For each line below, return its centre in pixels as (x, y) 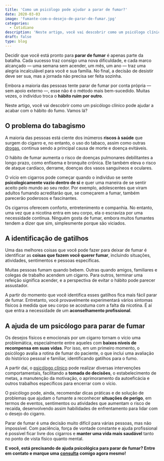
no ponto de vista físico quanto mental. (44, 439)
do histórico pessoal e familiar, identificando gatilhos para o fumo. (72, 358)
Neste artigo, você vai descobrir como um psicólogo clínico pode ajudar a (79, 105)
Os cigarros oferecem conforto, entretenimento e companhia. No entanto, (79, 208)
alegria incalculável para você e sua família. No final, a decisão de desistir (79, 71)
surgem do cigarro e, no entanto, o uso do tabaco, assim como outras (75, 143)
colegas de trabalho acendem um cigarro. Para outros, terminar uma (74, 275)
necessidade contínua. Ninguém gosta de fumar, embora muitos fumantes (80, 218)
